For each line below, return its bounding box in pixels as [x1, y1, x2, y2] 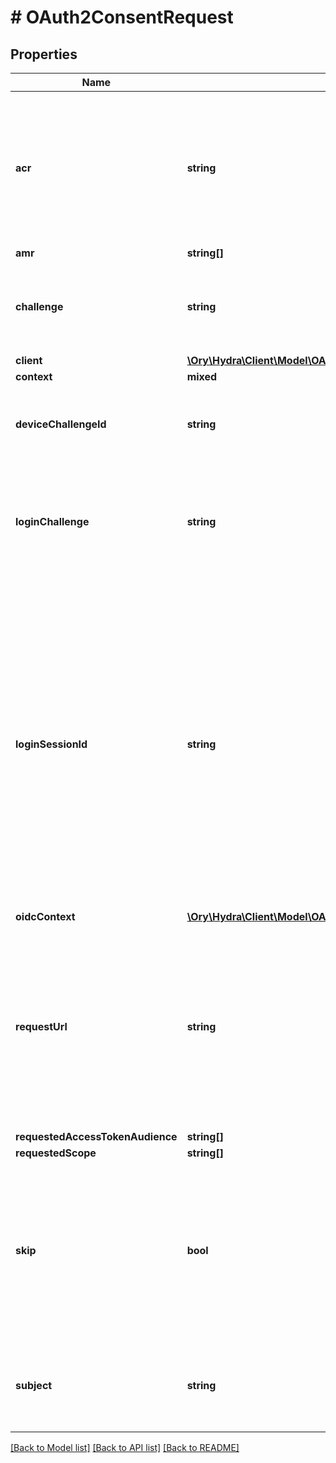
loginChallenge [15, 515, 90, 528]
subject [15, 1379, 53, 1392]
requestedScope [15, 1146, 97, 1160]
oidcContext [15, 910, 76, 923]
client [15, 354, 43, 367]
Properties [10, 46, 78, 63]
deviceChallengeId [15, 417, 107, 431]
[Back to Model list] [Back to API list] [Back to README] [10, 1442, 240, 1453]
